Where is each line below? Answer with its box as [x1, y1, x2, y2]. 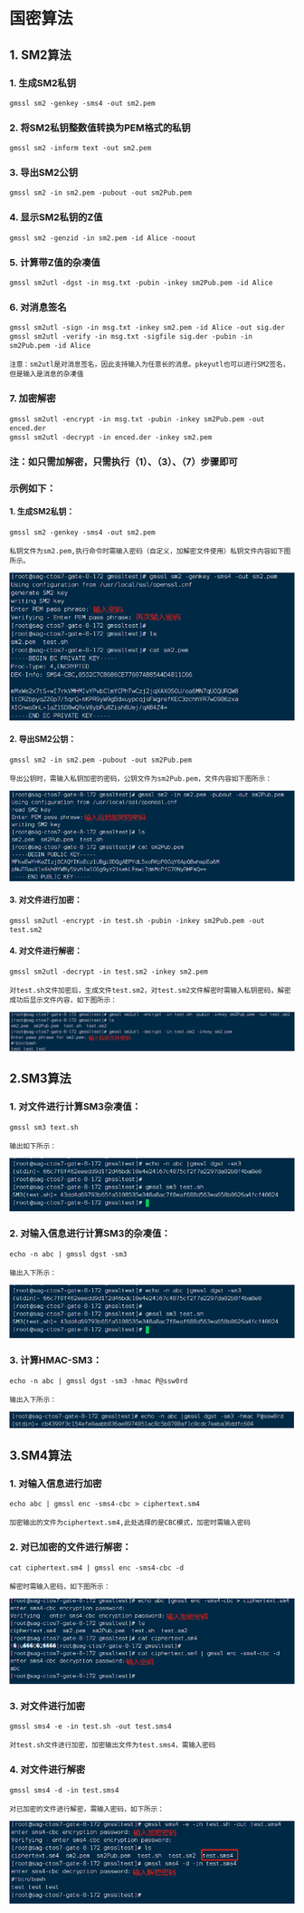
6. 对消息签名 [9, 301, 67, 313]
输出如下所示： [9, 1141, 57, 1150]
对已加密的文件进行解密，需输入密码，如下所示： [9, 1804, 165, 1813]
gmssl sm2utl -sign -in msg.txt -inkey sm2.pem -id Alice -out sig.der [9, 323, 285, 332]
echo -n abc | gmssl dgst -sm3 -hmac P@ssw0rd [9, 1376, 188, 1386]
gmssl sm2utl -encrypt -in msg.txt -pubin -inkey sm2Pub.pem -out [9, 414, 265, 424]
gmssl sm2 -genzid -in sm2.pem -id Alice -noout [9, 233, 196, 243]
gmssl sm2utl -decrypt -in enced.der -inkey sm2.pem [9, 432, 213, 442]
